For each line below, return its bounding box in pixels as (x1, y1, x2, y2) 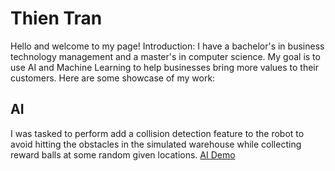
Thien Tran (10, 7, 103, 30)
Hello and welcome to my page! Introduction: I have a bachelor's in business (10, 40, 325, 52)
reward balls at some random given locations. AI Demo (10, 148, 236, 161)
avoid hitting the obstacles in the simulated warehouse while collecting (10, 138, 302, 150)
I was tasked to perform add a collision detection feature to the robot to (10, 127, 305, 139)
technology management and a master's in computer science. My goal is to (10, 50, 321, 62)
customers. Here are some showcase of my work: (10, 72, 216, 84)
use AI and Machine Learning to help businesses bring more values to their (10, 61, 320, 73)
